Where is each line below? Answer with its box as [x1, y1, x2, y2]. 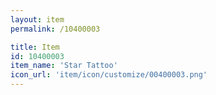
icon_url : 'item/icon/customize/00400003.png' [10, 70, 208, 80]
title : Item [10, 42, 60, 52]
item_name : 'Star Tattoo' [10, 61, 118, 71]
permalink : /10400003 [10, 24, 101, 34]
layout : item [10, 14, 65, 25]
